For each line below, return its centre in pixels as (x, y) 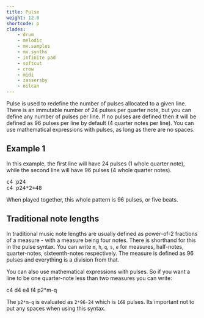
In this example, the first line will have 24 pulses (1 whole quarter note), (96, 164)
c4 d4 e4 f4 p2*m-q (32, 290)
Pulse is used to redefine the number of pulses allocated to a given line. (97, 104)
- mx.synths (32, 52)
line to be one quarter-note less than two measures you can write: (89, 278)
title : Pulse (23, 12)
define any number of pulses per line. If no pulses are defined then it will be (101, 116)
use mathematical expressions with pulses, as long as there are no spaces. (100, 130)
